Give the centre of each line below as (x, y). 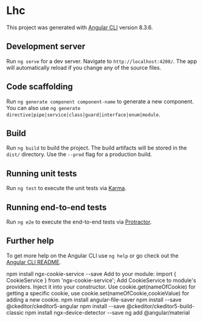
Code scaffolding (40, 87)
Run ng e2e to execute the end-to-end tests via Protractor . (79, 222)
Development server (46, 46)
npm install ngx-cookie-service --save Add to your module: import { (91, 273)
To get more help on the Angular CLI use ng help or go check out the (92, 255)
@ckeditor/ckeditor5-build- (161, 306)
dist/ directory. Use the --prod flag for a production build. (79, 154)
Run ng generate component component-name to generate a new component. (100, 101)
